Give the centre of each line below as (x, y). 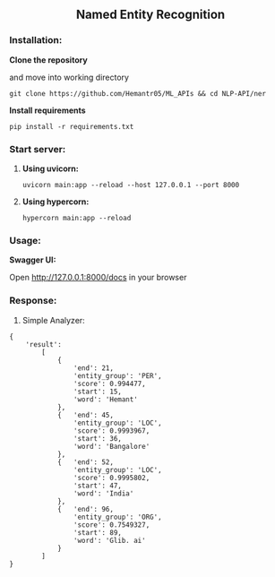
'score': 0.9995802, (112, 478)
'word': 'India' (103, 493)
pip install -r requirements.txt (72, 126)
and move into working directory (69, 77)
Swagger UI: (33, 260)
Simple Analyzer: (53, 320)
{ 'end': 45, (86, 415)
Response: (33, 301)
